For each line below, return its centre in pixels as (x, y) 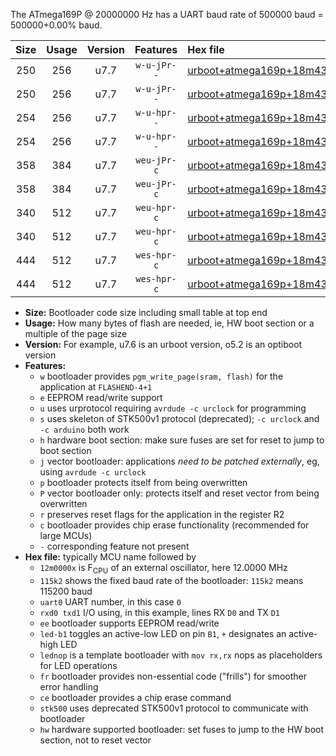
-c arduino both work (84, 429)
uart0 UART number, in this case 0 (110, 601)
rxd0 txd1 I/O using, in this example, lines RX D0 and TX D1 (159, 612)
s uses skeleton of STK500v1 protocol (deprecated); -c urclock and (179, 418)
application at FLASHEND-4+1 (96, 387)
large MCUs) (66, 535)
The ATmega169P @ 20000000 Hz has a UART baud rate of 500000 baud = (167, 14)
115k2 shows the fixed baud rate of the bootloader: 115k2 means (171, 580)
